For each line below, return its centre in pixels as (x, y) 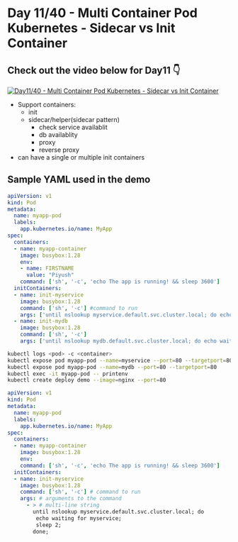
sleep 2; (49, 525)
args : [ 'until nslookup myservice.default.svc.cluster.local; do (119, 315)
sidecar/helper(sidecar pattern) (74, 120)
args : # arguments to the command (71, 499)
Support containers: (47, 105)
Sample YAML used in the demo (79, 180)
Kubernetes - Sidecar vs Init (91, 28)
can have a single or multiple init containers (81, 157)
